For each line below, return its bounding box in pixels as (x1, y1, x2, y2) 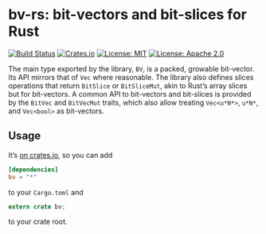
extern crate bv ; (8, 202, 66, 211)
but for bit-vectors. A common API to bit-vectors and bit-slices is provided (8, 89, 252, 98)
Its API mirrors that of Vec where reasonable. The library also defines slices (8, 72, 254, 82)
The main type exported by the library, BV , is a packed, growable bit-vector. (8, 63, 255, 73)
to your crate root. (8, 217, 68, 227)
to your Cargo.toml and (8, 187, 84, 197)
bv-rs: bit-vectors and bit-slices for (8, 6, 247, 24)
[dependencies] (8, 165, 59, 174)
